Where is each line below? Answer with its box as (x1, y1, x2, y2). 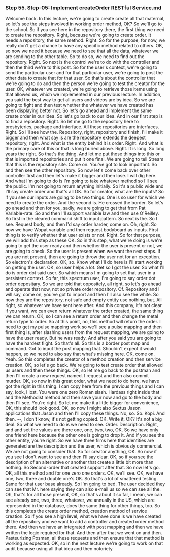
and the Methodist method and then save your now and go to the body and (5, 394, 162, 401)
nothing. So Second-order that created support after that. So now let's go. (5, 465, 160, 471)
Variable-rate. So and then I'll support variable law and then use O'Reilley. (5, 210, 159, 216)
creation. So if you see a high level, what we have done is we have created (5, 513, 161, 519)
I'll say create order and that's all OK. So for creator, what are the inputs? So (5, 189, 164, 195)
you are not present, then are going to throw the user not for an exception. (5, 254, 161, 260)
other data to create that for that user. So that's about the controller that (5, 75, 155, 81)
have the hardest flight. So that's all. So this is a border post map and (5, 340, 150, 346)
